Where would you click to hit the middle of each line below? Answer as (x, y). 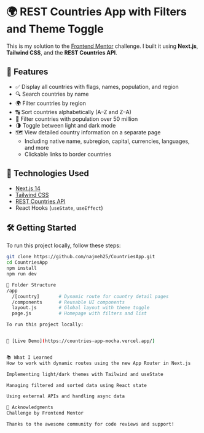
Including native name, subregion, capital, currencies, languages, (107, 141)
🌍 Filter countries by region (50, 103)
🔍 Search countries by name (52, 94)
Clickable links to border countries (68, 154)
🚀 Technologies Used (48, 173)
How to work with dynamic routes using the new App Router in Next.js (99, 363)
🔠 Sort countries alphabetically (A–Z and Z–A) (73, 112)
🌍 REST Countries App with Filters (97, 12)
